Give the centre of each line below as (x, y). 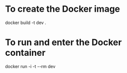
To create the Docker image (63, 9)
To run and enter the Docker (63, 42)
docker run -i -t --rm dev (30, 66)
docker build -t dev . (26, 23)
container (25, 53)
